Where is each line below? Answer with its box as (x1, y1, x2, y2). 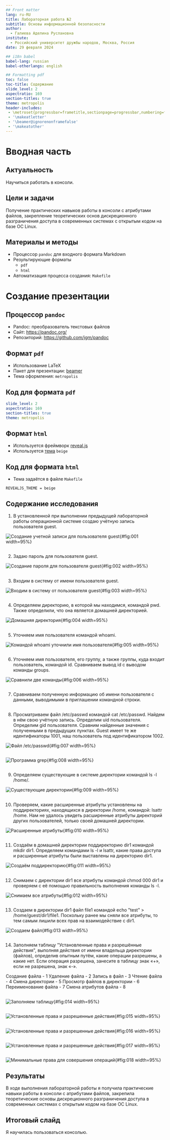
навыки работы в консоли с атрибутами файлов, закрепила (6, 1091, 135, 1097)
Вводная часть (6, 146, 72, 157)
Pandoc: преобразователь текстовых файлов (13, 324, 110, 330)
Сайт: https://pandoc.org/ (13, 329, 67, 335)
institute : (6, 36, 29, 41)
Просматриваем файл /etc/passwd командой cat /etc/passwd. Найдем (13, 711, 165, 717)
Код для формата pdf (6, 388, 76, 396)
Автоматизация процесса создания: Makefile (13, 273, 110, 279)
